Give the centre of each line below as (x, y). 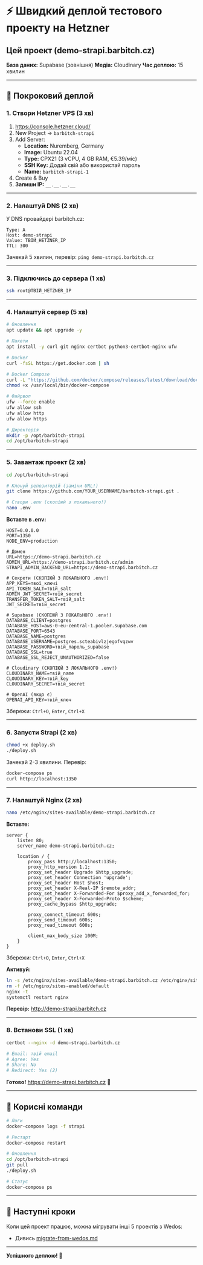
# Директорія (23, 430)
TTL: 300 (17, 246)
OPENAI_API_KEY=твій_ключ (39, 700)
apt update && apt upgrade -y (44, 330)
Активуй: (19, 969)
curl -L (16, 380)
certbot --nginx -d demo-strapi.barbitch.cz (63, 1043)
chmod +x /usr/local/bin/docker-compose (58, 385)
